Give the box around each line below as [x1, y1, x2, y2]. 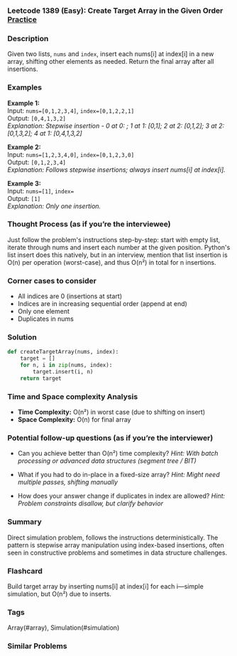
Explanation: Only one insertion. [7, 202, 101, 210]
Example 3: [7, 179, 41, 187]
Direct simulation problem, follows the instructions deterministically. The [7, 533, 219, 542]
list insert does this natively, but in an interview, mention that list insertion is [7, 251, 228, 259]
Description [7, 33, 49, 43]
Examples [7, 82, 43, 92]
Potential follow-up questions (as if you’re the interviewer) [7, 433, 214, 442]
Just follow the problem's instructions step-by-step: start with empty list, [7, 235, 221, 244]
